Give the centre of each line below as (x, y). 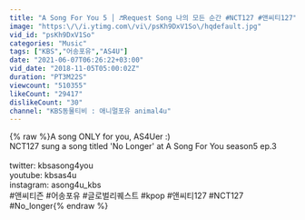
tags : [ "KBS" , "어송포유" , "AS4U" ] (69, 52)
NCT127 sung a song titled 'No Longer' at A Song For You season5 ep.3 (143, 146)
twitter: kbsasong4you (51, 165)
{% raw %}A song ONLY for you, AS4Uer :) (90, 136)
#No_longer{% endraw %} (59, 206)
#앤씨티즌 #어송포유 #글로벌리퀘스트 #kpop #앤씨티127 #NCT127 (127, 195)
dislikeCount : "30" (46, 102)
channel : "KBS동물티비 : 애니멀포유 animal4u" (90, 111)
